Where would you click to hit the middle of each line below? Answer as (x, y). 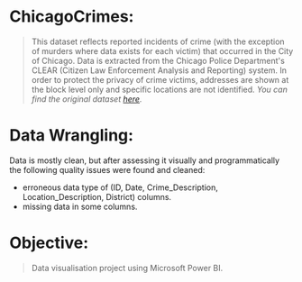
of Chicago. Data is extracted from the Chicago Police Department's (158, 60)
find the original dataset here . (87, 99)
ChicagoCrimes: (72, 17)
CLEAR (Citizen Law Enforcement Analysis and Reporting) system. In (159, 70)
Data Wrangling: (71, 136)
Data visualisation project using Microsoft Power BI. (127, 268)
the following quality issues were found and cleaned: (107, 169)
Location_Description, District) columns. (97, 196)
